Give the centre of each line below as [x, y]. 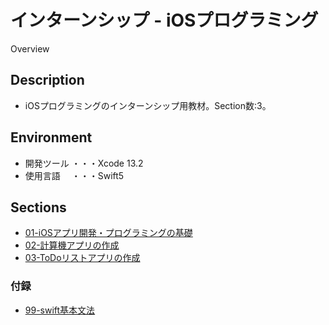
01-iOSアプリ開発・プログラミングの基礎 [108, 233]
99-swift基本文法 [60, 310]
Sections [38, 207]
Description [47, 80]
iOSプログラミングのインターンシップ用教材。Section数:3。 [148, 105]
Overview [30, 48]
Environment [51, 137]
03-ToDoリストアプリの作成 [82, 258]
